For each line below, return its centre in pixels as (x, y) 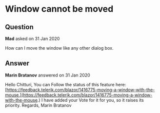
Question (19, 27)
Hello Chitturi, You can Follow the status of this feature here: (66, 84)
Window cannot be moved (59, 9)
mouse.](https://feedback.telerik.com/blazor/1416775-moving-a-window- (79, 95)
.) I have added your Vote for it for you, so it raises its (90, 100)
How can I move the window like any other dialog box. (59, 48)
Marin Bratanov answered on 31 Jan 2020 (48, 75)
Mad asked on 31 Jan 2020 (32, 38)
